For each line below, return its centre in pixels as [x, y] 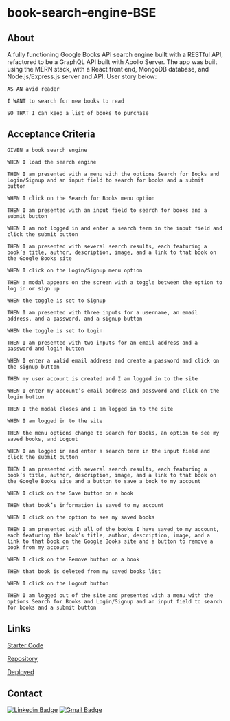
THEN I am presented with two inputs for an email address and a [102, 343]
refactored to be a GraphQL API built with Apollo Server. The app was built [112, 62]
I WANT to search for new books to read [66, 101]
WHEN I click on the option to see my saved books [81, 517]
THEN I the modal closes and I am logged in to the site [90, 409]
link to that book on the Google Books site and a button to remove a [110, 541]
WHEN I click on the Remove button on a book [73, 559]
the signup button [33, 367]
